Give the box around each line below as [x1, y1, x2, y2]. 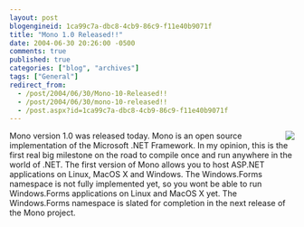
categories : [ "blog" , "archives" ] [9, 64, 140, 73]
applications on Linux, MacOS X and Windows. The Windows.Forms [9, 169, 262, 180]
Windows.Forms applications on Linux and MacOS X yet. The [9, 188, 238, 199]
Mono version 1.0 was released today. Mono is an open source [9, 130, 242, 141]
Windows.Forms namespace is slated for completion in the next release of [9, 198, 286, 209]
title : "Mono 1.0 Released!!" [9, 30, 124, 39]
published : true [9, 55, 71, 64]
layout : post [9, 13, 59, 23]
